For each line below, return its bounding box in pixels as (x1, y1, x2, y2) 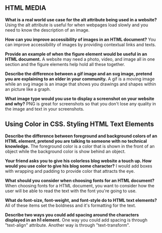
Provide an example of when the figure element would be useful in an (5, 51, 147, 57)
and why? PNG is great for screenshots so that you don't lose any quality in (5, 100, 156, 106)
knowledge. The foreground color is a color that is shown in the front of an (5, 143, 155, 149)
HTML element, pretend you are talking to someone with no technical (5, 138, 147, 144)
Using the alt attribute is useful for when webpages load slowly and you (5, 22, 148, 28)
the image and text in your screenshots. (5, 106, 84, 112)
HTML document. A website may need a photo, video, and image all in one (5, 56, 155, 62)
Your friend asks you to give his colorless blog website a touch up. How (5, 158, 152, 164)
